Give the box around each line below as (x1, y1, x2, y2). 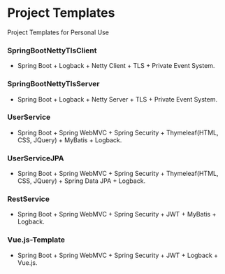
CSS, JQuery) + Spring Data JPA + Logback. (17, 177, 146, 185)
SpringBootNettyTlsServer (7, 79, 100, 89)
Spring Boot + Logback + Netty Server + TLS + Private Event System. (17, 95, 218, 103)
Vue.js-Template (7, 235, 65, 245)
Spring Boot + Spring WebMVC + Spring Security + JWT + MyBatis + (17, 210, 217, 219)
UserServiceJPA (7, 153, 64, 163)
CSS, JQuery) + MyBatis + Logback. (17, 135, 122, 144)
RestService (7, 194, 50, 204)
